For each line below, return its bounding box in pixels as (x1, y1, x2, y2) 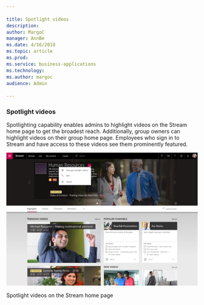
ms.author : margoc (6, 74, 53, 80)
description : (6, 22, 39, 29)
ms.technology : (6, 67, 45, 74)
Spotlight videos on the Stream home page (6, 292, 114, 299)
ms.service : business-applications (6, 61, 97, 67)
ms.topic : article (6, 49, 53, 55)
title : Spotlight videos (6, 16, 69, 22)
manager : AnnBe (6, 35, 45, 42)
